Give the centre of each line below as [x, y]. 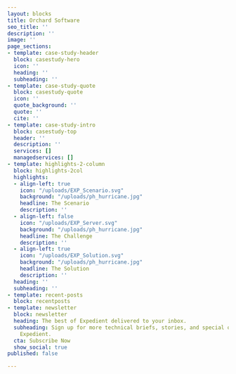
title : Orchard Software [44, 20]
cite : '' [26, 118]
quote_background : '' [45, 105]
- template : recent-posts [45, 295]
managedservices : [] [44, 158]
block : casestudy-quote [48, 92]
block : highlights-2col [48, 170]
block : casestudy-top [45, 131]
